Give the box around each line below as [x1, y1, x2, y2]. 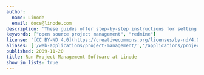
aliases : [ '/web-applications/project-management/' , [6, 43, 143, 49]
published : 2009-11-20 [6, 48, 64, 54]
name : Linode [12, 15, 45, 21]
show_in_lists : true [6, 59, 59, 65]
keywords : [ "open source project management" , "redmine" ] [6, 31, 156, 37]
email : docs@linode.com [12, 20, 72, 26]
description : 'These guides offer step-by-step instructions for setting [6, 25, 197, 32]
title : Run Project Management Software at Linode [6, 54, 137, 60]
